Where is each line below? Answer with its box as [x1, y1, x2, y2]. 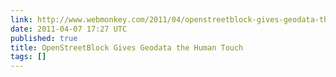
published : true [10, 33, 78, 43]
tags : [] [10, 52, 47, 62]
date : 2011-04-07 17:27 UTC [10, 24, 128, 34]
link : [10, 14, 33, 25]
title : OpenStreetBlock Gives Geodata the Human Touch [10, 42, 244, 53]
